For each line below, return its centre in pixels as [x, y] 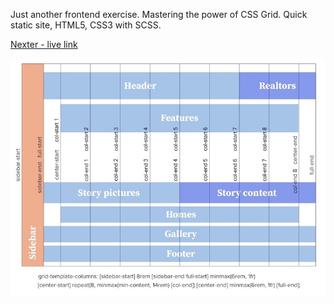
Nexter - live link [44, 44]
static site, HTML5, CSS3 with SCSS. [86, 25]
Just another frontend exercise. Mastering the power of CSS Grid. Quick [159, 14]
